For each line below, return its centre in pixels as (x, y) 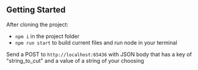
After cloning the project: (37, 24)
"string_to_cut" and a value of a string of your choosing (75, 60)
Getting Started (36, 10)
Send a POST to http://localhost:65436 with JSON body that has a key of (99, 54)
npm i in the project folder (47, 36)
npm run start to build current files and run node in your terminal (96, 42)
